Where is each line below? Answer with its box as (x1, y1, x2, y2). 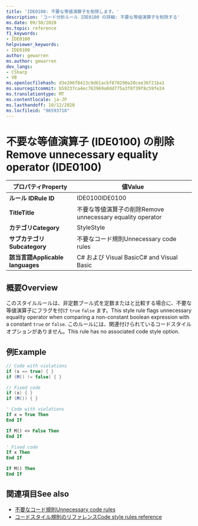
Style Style (76, 223, 105, 232)
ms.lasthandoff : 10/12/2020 (6, 102, 75, 108)
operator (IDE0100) (6, 160, 102, 174)
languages (9, 261, 39, 270)
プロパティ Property (12, 183, 68, 191)
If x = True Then (6, 412, 49, 418)
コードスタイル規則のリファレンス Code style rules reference (14, 513, 162, 520)
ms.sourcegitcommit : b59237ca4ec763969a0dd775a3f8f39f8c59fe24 (6, 86, 165, 92)
